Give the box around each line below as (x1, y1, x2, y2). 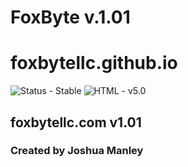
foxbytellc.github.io (10, 52, 178, 75)
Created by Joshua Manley (10, 144, 144, 158)
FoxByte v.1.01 (10, 6, 131, 29)
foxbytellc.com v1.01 (10, 114, 142, 131)
